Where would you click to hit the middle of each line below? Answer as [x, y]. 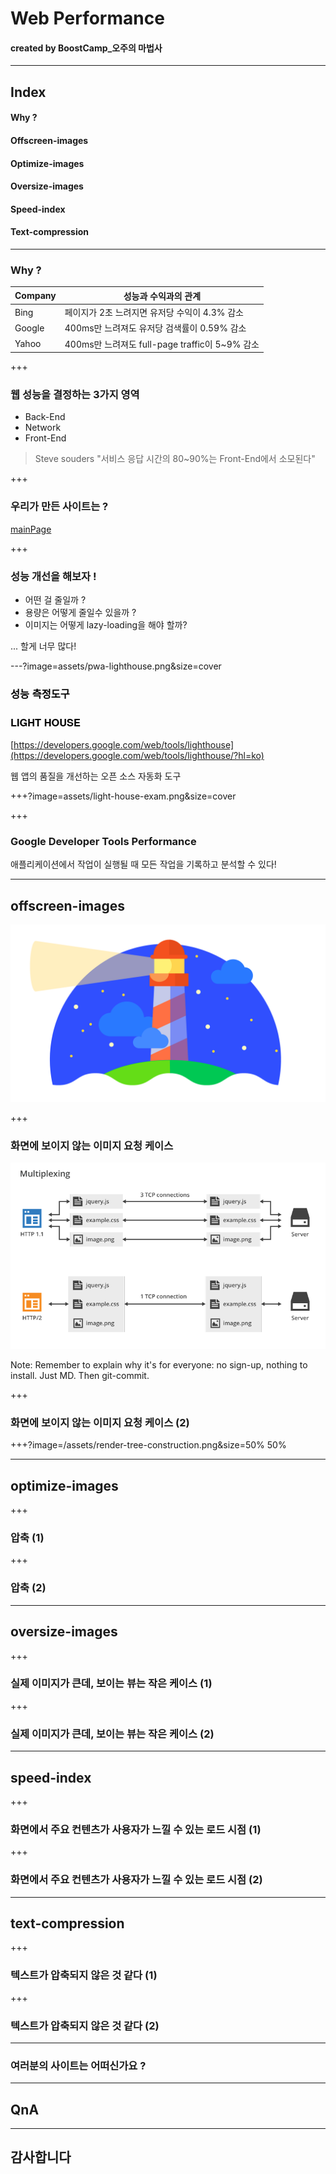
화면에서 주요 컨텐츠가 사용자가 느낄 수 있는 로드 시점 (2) [136, 1880]
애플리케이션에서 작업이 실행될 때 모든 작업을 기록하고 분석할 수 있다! [143, 864]
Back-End [45, 417]
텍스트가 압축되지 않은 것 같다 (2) [85, 2025]
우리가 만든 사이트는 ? [59, 507]
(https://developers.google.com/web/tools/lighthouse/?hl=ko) [137, 756]
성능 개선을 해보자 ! [53, 576]
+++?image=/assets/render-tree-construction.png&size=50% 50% [148, 1445]
